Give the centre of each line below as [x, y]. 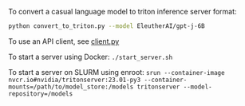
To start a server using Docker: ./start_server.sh [91, 57]
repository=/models [41, 94]
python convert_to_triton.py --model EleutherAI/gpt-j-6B [107, 26]
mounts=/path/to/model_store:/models [71, 87]
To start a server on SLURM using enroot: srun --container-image [117, 72]
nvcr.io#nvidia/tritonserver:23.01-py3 [75, 80]
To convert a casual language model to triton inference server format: [122, 12]
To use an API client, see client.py [64, 41]
